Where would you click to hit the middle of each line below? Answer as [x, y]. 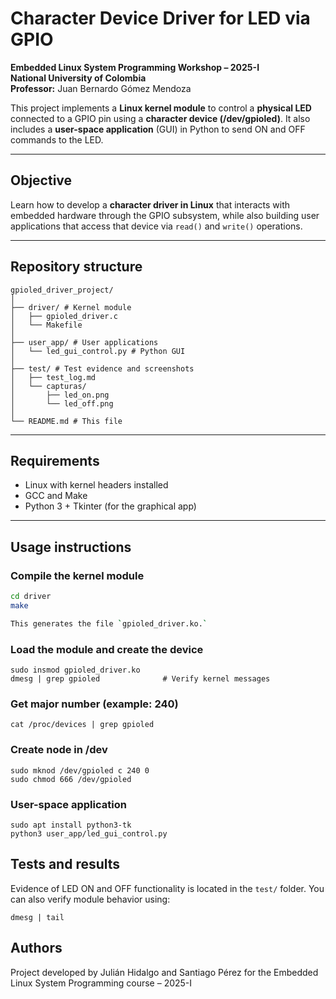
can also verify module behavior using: [90, 899]
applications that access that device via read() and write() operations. [156, 226]
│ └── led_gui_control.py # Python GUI [98, 351]
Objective [41, 180]
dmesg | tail [37, 917]
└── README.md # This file [66, 421]
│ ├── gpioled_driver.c [64, 316]
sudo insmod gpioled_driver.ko [75, 670]
